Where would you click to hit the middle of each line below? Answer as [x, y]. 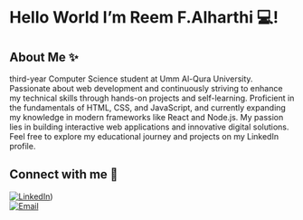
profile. [23, 146]
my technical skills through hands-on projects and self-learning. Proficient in [152, 98]
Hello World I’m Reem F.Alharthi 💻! [144, 18]
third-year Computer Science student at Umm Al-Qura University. [131, 79]
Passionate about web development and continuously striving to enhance [146, 88]
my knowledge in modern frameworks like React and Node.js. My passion [147, 117]
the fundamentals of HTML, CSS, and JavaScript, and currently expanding [148, 108]
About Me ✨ [44, 57]
